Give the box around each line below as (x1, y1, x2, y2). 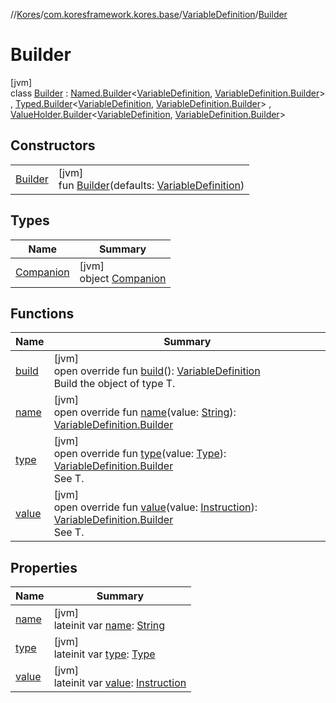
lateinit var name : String (53, 619, 166, 633)
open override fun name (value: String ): (53, 405, 237, 419)
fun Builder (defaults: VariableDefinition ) (58, 178, 245, 192)
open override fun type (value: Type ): (53, 447, 227, 461)
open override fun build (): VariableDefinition (53, 364, 261, 378)
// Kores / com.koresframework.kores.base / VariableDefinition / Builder (10, 9, 288, 20)
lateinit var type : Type (53, 647, 156, 661)
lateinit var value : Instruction (53, 676, 187, 690)
